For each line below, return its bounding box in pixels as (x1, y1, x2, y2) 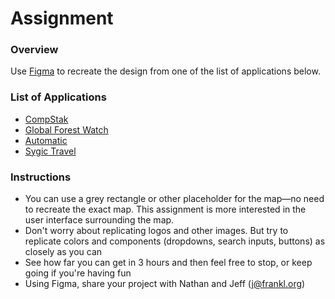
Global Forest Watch (24, 123, 109, 136)
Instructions (10, 170, 72, 184)
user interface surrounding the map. (24, 214, 175, 226)
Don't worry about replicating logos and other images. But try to (24, 225, 289, 237)
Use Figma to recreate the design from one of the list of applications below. (10, 65, 321, 77)
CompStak (24, 113, 69, 125)
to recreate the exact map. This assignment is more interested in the (24, 203, 307, 216)
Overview (10, 43, 59, 57)
